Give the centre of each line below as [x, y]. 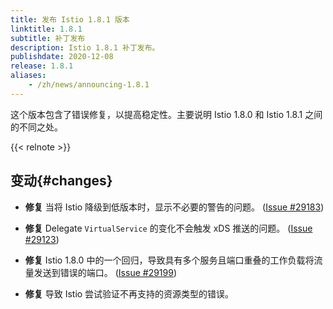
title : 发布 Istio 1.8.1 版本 [70, 19]
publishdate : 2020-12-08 [62, 57]
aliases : [28, 76]
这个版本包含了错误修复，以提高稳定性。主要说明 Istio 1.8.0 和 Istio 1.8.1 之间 [166, 114]
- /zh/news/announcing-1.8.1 [89, 85]
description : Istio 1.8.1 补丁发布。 [85, 47]
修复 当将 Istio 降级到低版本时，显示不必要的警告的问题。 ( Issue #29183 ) [174, 207]
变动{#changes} [61, 181]
